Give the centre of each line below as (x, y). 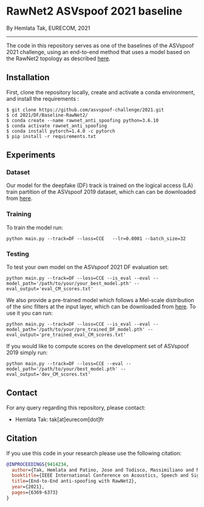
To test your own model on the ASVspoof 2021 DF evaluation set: (87, 267)
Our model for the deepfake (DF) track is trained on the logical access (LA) (100, 185)
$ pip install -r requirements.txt (51, 136)
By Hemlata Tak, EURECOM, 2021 (48, 28)
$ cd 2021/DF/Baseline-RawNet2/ (47, 115)
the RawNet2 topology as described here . (59, 58)
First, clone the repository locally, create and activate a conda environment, (101, 92)
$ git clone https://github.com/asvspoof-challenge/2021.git (85, 110)
